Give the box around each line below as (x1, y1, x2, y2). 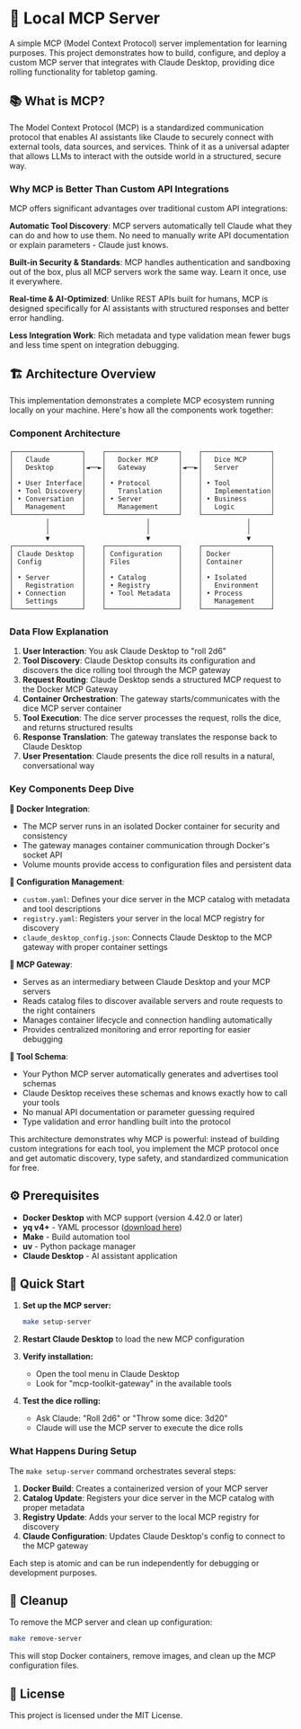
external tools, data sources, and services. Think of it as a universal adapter (9, 141, 290, 152)
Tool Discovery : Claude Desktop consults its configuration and (22, 655, 256, 666)
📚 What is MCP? (9, 93, 105, 109)
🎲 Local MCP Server (9, 8, 161, 29)
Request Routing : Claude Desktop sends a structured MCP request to (22, 674, 281, 686)
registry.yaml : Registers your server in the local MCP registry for (22, 912, 265, 924)
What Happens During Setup (9, 1445, 137, 1458)
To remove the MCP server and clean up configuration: (9, 1617, 213, 1627)
